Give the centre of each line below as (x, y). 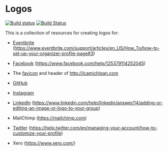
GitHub (20, 83)
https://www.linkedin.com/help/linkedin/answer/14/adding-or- (98, 103)
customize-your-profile (37, 133)
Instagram (23, 93)
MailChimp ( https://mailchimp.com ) (50, 118)
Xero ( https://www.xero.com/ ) (44, 143)
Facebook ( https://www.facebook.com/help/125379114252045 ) (79, 63)
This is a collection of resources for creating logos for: (62, 33)
